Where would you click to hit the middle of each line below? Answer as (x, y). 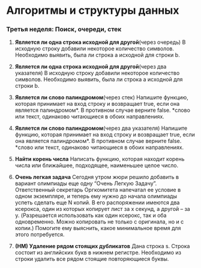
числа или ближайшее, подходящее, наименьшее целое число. (97, 165)
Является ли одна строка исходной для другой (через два (91, 67)
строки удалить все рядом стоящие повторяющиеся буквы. (92, 259)
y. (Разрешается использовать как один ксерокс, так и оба (91, 215)
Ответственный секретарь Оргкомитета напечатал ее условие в (98, 190)
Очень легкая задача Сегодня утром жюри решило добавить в (97, 177)
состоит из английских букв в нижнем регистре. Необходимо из (98, 252)
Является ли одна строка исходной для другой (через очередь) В (100, 42)
